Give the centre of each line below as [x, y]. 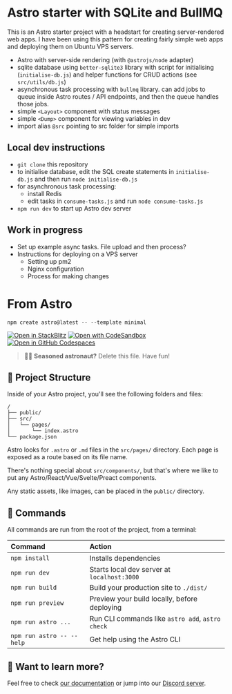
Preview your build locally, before [144, 599]
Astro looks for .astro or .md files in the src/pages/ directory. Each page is [113, 450]
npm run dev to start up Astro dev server [74, 208]
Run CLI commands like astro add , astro [155, 619]
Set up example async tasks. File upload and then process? [101, 247]
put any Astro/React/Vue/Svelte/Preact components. [82, 478]
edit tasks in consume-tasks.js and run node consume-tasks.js [115, 201]
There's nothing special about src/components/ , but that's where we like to [113, 470]
